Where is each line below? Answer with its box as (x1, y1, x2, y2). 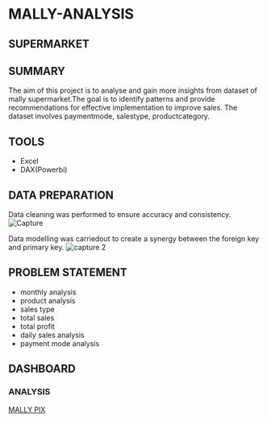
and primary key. (8, 243, 65, 253)
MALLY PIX (8, 404, 46, 414)
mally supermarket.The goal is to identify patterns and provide (8, 94, 215, 104)
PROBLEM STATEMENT (8, 265, 127, 279)
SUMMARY (8, 64, 66, 77)
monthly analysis (19, 287, 77, 297)
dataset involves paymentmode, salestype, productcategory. (8, 111, 211, 121)
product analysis (19, 295, 76, 305)
